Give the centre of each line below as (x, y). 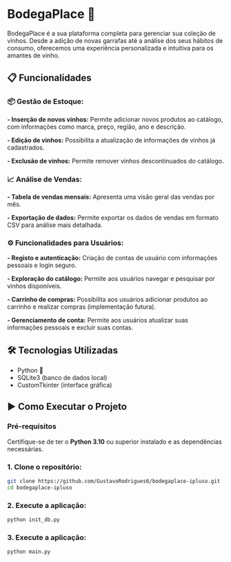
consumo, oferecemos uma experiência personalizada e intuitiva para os (110, 48)
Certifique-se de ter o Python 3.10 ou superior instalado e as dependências (114, 442)
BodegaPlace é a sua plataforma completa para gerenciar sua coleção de (111, 33)
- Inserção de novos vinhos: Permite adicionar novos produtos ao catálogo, (115, 119)
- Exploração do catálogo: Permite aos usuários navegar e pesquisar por (111, 279)
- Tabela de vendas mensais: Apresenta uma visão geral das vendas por (111, 197)
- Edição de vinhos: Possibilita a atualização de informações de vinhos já (111, 140)
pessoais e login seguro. (42, 265)
